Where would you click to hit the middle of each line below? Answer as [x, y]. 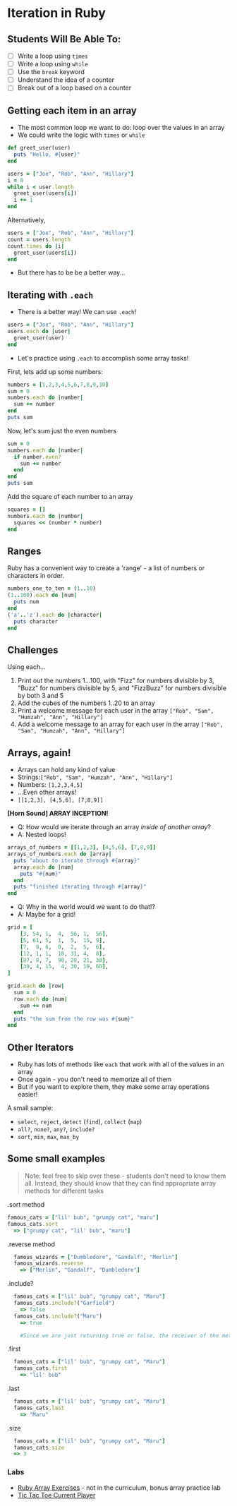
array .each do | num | [44, 867]
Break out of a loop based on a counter [74, 88]
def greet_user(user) [39, 148]
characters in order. [36, 576]
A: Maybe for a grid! [47, 915]
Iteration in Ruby [56, 13]
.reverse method [31, 1244]
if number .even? [37, 457]
